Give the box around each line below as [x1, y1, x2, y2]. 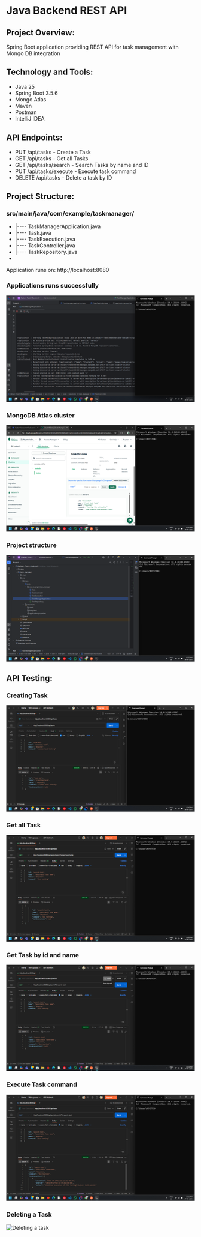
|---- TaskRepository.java [14, 249, 78, 256]
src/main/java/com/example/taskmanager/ [6, 209, 135, 217]
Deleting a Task [6, 1211, 52, 1219]
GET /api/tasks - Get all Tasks [14, 154, 89, 162]
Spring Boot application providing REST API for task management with [6, 43, 179, 50]
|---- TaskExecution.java [14, 235, 76, 243]
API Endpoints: [6, 133, 63, 143]
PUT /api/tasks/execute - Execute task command [14, 168, 136, 175]
